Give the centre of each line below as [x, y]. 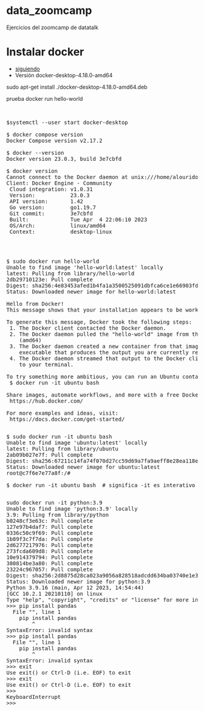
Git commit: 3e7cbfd [51, 213]
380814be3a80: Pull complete [49, 563]
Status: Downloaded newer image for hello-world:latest [91, 291]
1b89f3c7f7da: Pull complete [49, 539]
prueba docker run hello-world [45, 98]
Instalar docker [45, 52]
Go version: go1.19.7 [53, 207]
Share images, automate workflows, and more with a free [93, 395]
